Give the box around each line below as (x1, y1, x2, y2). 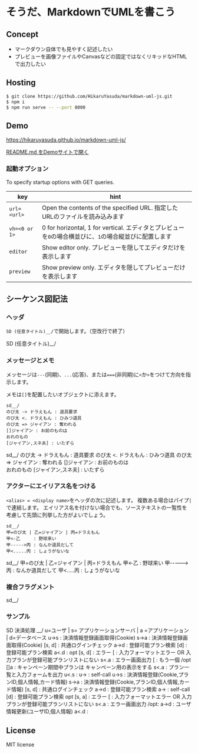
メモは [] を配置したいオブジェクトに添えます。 (6, 390, 120, 398)
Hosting (6, 78, 37, 88)
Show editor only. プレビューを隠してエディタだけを (42, 243, 186, 251)
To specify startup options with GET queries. (6, 178, 115, 186)
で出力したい (14, 60, 46, 67)
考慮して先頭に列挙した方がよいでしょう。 (6, 511, 109, 518)
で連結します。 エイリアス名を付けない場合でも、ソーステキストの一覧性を (6, 504, 187, 511)
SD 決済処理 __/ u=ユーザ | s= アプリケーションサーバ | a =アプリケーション (6, 627, 189, 634)
